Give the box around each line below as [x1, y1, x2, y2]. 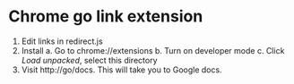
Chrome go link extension [8, 6, 203, 27]
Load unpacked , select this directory [21, 55, 158, 65]
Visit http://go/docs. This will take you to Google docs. [21, 64, 222, 75]
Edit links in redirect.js [21, 36, 104, 46]
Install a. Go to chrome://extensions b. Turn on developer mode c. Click [21, 45, 285, 55]
